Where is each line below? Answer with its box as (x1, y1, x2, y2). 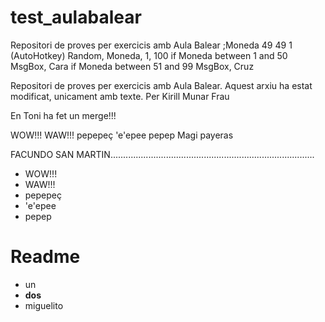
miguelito (24, 299, 64, 311)
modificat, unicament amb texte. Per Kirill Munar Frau (10, 90, 230, 102)
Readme (10, 246, 81, 268)
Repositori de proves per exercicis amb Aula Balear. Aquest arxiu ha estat (10, 79, 313, 91)
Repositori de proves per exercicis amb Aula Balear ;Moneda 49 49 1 (10, 39, 293, 51)
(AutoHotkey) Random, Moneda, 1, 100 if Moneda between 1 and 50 (10, 49, 288, 61)
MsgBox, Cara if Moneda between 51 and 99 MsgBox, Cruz (10, 60, 255, 72)
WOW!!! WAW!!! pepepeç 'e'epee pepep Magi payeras (10, 129, 234, 141)
